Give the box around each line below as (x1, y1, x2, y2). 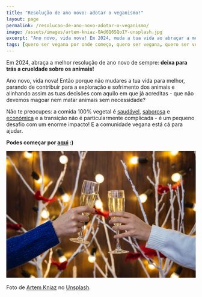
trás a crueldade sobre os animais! (6, 65, 94, 72)
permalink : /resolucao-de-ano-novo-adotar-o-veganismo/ (6, 22, 149, 28)
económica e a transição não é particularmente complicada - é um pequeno (6, 115, 195, 121)
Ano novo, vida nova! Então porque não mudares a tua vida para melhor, (6, 77, 185, 84)
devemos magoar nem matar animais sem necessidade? (6, 97, 146, 103)
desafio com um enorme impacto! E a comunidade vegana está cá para (6, 121, 183, 128)
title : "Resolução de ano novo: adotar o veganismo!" (6, 10, 144, 16)
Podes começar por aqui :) (6, 139, 74, 146)
